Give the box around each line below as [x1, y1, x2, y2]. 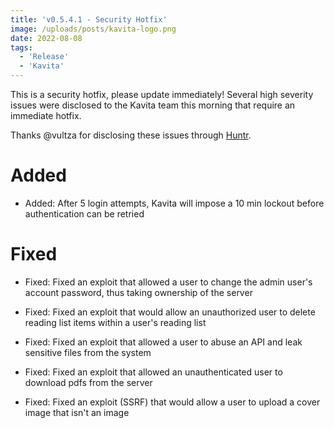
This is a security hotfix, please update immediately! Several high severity [10, 89, 314, 100]
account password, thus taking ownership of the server [24, 286, 253, 298]
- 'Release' [19, 52, 70, 62]
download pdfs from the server [24, 376, 153, 388]
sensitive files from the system [24, 346, 152, 358]
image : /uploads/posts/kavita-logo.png [10, 24, 177, 34]
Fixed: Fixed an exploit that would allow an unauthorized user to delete [24, 306, 316, 318]
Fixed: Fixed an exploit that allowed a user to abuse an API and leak [24, 336, 303, 348]
